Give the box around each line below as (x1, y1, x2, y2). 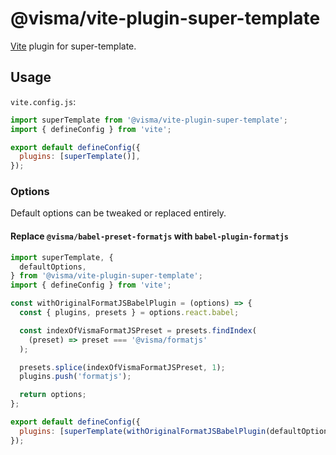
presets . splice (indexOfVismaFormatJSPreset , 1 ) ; (19, 362, 226, 372)
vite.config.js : (10, 95, 77, 107)
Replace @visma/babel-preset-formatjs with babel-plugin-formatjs (10, 230, 290, 242)
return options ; (19, 390, 87, 400)
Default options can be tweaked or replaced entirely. (10, 207, 227, 219)
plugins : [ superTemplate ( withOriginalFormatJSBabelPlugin (19, 426, 267, 436)
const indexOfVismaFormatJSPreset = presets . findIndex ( (19, 325, 257, 336)
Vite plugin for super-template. (10, 40, 137, 52)
